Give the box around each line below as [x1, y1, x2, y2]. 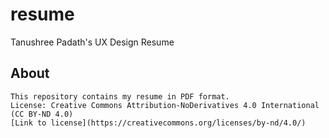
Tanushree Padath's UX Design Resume [10, 36, 175, 48]
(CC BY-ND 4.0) [10, 109, 74, 119]
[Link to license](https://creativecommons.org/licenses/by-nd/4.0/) [10, 118, 307, 128]
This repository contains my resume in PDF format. [10, 91, 230, 102]
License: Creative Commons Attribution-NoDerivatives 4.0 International [10, 100, 320, 110]
